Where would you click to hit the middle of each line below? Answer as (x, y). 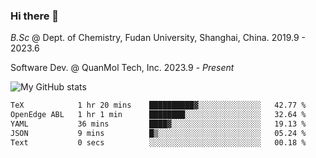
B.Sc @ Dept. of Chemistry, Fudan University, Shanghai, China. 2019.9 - (158, 38)
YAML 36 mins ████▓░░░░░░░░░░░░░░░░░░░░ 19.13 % (158, 124)
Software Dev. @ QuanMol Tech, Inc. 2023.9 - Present (122, 68)
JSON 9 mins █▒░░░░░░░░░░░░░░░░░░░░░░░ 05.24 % (158, 133)
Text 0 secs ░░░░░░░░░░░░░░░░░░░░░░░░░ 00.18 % (158, 142)
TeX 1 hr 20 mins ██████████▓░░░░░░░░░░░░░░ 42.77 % (158, 105)
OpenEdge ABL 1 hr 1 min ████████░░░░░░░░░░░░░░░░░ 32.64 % (158, 115)
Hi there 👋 (35, 16)
